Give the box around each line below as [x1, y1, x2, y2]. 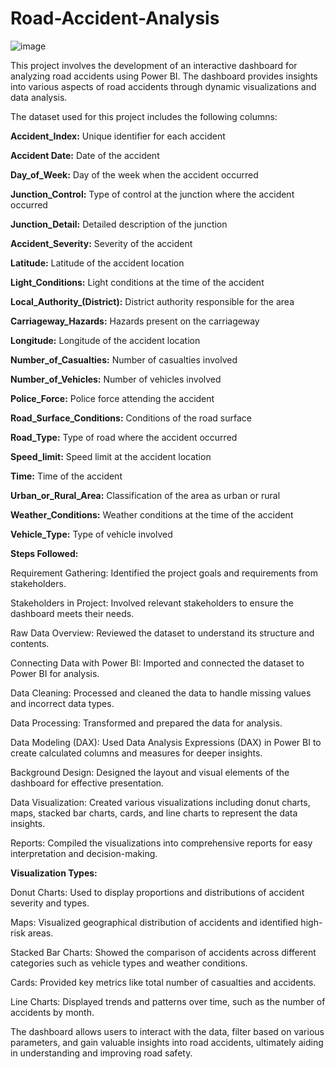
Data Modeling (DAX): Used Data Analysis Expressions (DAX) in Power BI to [10, 736, 322, 748]
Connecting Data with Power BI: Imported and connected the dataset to [10, 657, 305, 669]
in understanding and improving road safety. [10, 1047, 193, 1059]
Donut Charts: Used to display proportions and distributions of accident [10, 886, 305, 898]
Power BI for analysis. [10, 667, 100, 679]
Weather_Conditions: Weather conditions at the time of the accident [10, 508, 294, 521]
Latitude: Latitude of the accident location [10, 257, 185, 269]
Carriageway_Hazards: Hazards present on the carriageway [10, 315, 260, 327]
